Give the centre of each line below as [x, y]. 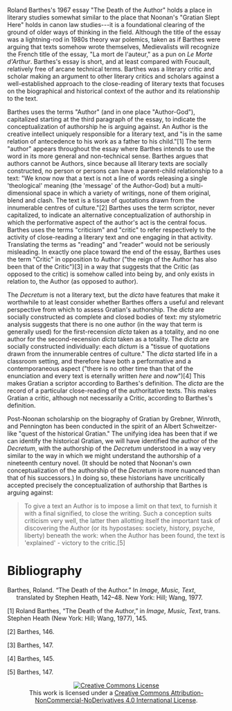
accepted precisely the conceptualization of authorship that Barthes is [107, 485]
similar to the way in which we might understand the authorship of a [104, 456]
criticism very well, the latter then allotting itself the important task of [122, 521]
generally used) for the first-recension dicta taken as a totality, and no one [113, 332]
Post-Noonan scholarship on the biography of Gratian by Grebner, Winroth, [114, 419]
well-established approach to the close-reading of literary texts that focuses [116, 84]
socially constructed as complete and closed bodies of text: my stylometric [114, 317]
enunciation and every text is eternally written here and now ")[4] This [106, 376]
